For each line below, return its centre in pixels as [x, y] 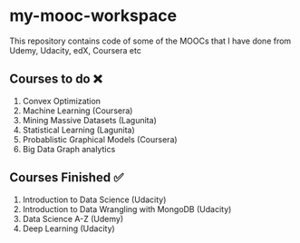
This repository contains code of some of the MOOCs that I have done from [150, 41]
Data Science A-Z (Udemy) [73, 219]
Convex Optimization [62, 101]
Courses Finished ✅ [67, 178]
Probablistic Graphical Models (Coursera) [100, 139]
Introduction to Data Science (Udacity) [94, 199]
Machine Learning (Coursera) [77, 111]
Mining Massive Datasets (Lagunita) [89, 120]
